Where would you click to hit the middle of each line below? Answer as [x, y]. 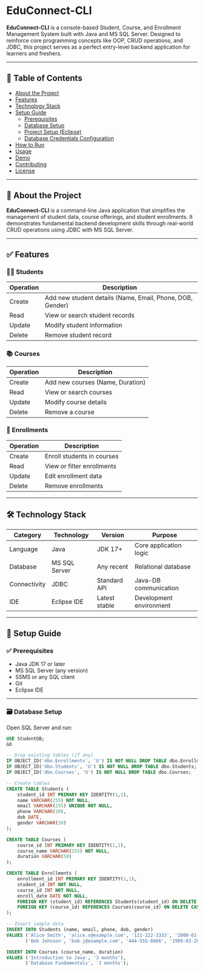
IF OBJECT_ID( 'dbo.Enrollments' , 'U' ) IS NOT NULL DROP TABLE [87, 761]
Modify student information [83, 325]
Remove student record [78, 335]
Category [27, 535]
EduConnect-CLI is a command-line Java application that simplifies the [96, 210]
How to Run [30, 144]
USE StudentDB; [25, 739]
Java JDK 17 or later [40, 664]
